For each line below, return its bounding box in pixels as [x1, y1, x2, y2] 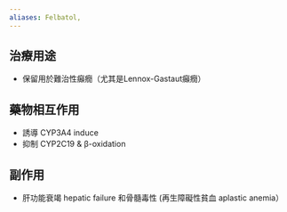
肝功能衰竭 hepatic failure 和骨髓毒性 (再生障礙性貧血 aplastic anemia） [21, 192, 284, 203]
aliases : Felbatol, [9, 12, 82, 22]
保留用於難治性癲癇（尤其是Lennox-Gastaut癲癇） [21, 73, 206, 85]
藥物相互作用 [9, 102, 80, 117]
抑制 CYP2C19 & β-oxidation [21, 139, 126, 150]
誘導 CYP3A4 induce [21, 127, 100, 138]
